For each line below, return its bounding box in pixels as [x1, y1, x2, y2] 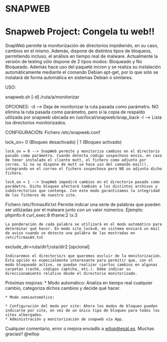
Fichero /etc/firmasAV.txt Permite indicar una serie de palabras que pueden [5, 202, 161, 208]
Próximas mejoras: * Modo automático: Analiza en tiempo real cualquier [5, 280, 153, 286]
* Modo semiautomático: [5, 295, 55, 300]
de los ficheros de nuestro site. [5, 193, 77, 198]
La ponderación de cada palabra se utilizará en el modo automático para [5, 222, 162, 227]
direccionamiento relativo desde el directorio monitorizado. [5, 271, 137, 276]
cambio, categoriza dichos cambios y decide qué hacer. [5, 285, 121, 291]
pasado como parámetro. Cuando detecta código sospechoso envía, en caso [5, 153, 162, 158]
